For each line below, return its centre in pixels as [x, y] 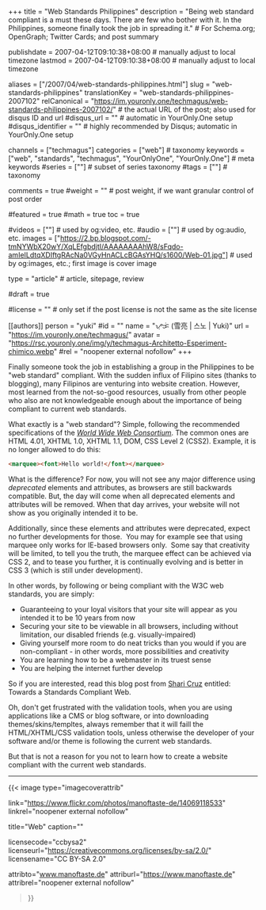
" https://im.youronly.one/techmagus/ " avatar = [84, 335]
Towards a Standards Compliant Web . [70, 691]
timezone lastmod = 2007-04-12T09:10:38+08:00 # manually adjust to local [132, 60]
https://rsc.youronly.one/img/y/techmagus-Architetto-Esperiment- [119, 343]
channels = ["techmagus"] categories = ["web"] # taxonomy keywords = [127, 150]
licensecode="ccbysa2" [47, 842]
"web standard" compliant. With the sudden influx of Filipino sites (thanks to [133, 375]
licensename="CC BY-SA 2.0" [57, 859]
